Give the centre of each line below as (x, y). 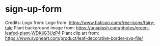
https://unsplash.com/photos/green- (113, 27)
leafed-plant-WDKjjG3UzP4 (33, 33)
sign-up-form (34, 9)
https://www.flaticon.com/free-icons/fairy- (112, 23)
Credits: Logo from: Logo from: (36, 23)
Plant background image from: (44, 27)
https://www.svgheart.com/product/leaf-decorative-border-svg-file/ (74, 38)
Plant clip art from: (80, 33)
